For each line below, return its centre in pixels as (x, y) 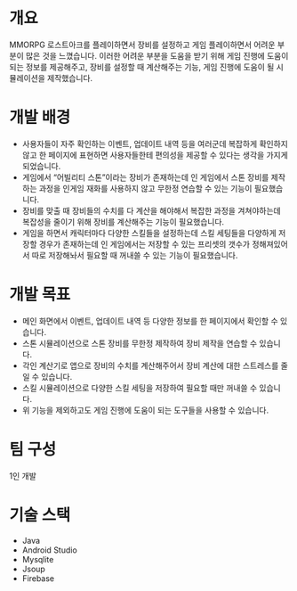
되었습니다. (41, 166)
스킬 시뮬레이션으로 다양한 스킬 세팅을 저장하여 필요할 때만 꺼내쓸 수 (140, 388)
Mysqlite (38, 559)
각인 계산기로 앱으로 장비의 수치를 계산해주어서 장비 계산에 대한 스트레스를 (150, 365)
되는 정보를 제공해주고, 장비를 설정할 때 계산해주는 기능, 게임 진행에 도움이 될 (142, 67)
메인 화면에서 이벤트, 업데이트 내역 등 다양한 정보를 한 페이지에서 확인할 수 (150, 321)
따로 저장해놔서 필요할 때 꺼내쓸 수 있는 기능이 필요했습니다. (135, 255)
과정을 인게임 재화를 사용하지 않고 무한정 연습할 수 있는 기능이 (145, 188)
